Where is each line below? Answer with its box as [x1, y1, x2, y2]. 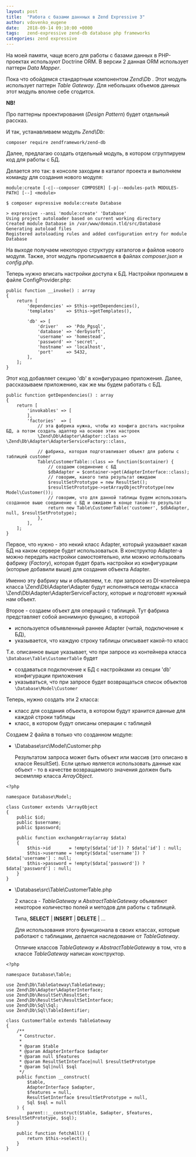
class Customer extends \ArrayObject [6, 804, 98, 810]
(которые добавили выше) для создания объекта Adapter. [6, 566, 151, 572]
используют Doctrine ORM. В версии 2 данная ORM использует [30, 58, 189, 65]
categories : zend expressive [6, 36, 77, 42]
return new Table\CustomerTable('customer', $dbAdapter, [47, 505, 190, 511]
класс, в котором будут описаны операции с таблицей [14, 720, 152, 726]
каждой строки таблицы [14, 713, 75, 720]
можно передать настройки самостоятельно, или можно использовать [6, 554, 185, 560]
